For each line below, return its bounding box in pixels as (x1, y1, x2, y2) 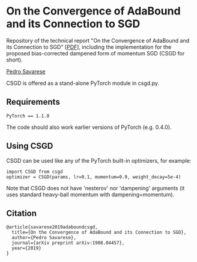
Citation (6, 208, 37, 218)
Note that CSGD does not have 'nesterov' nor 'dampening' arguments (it (6, 184, 185, 192)
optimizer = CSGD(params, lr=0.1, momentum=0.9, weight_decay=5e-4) (6, 173, 181, 180)
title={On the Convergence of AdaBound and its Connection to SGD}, (11, 229, 187, 235)
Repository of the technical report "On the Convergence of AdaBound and (6, 37, 190, 44)
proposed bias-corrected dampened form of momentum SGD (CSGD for (6, 49, 185, 57)
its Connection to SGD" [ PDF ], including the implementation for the (6, 43, 172, 51)
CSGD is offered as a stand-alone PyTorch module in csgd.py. (6, 80, 159, 87)
